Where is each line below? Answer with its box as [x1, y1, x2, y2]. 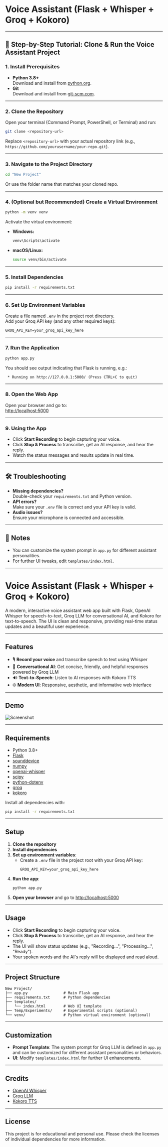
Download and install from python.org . [12, 80, 91, 86]
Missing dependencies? [12, 488, 63, 494]
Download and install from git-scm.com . [12, 90, 95, 96]
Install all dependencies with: [5, 800, 65, 806]
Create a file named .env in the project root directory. [5, 313, 115, 319]
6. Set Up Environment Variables [5, 301, 85, 308]
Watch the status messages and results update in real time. [12, 452, 134, 458]
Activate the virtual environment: [5, 219, 72, 225]
